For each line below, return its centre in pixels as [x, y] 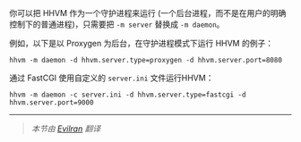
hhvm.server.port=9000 [52, 103]
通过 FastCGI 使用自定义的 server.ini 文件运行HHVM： [112, 78]
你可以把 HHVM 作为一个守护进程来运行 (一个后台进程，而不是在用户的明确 [148, 13]
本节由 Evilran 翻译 [66, 129]
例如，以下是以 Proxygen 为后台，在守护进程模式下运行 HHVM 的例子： [142, 43]
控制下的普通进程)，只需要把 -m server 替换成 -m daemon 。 [117, 24]
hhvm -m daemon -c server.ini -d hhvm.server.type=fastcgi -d [128, 95]
